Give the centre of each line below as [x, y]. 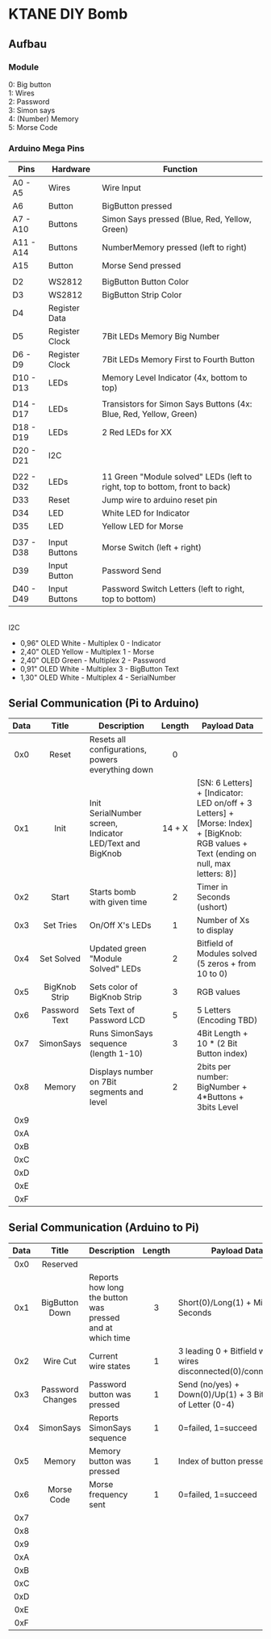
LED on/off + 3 [224, 803]
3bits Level [217, 1106]
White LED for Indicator [146, 513]
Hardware [71, 169]
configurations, [118, 749]
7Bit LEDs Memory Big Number [161, 336]
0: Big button [30, 84]
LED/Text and [115, 843]
